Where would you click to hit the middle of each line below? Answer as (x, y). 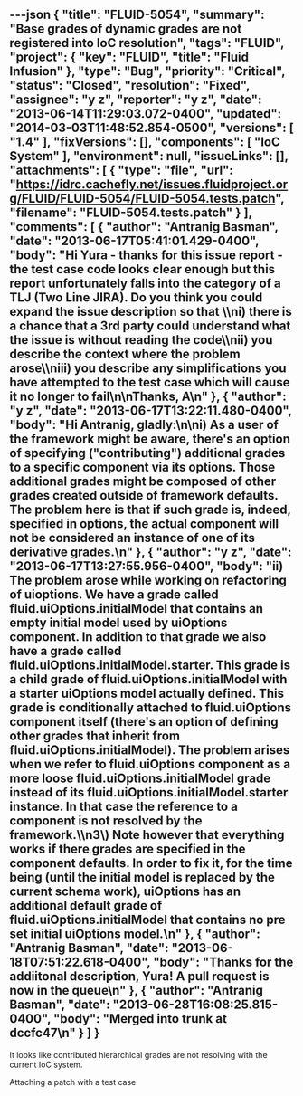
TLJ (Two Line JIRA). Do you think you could (136, 298)
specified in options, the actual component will (144, 524)
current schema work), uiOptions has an (125, 892)
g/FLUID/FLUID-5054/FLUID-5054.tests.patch (142, 199)
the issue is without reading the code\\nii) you (141, 340)
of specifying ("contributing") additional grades (147, 453)
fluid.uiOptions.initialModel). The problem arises (150, 750)
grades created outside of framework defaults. (144, 496)
